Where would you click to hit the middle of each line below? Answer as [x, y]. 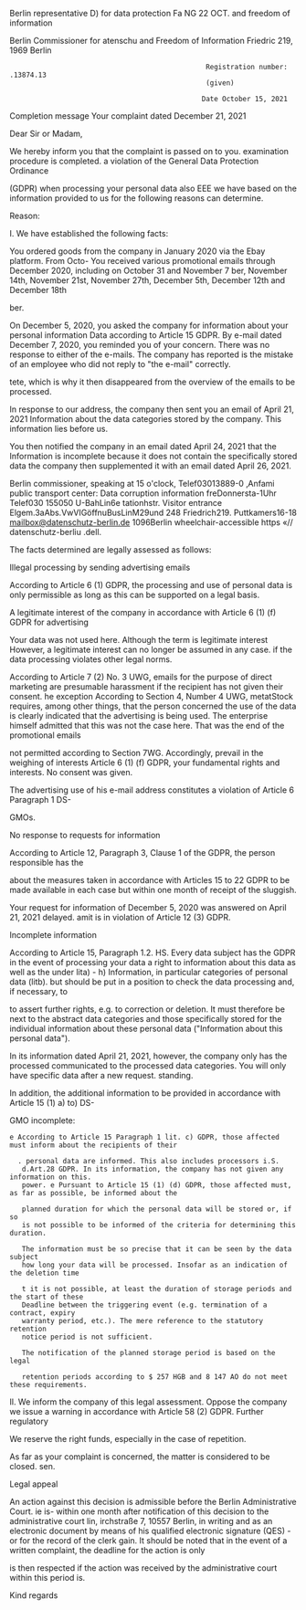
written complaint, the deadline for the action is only [107, 1550]
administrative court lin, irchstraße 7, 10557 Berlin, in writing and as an [141, 1521]
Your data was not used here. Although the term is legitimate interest [139, 640]
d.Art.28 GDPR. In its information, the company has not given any [153, 1169]
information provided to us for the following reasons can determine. [137, 198]
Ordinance [29, 171]
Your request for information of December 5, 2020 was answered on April [148, 907]
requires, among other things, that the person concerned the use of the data [153, 706]
